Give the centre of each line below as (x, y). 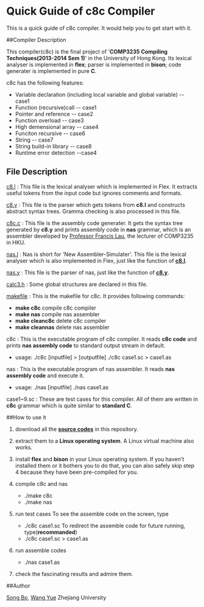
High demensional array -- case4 (57, 127)
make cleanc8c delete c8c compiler (61, 321)
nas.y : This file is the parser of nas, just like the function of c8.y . (88, 272)
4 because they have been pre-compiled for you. (77, 472)
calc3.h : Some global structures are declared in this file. (77, 284)
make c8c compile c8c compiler (55, 308)
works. (23, 447)
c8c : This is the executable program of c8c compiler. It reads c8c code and (102, 339)
